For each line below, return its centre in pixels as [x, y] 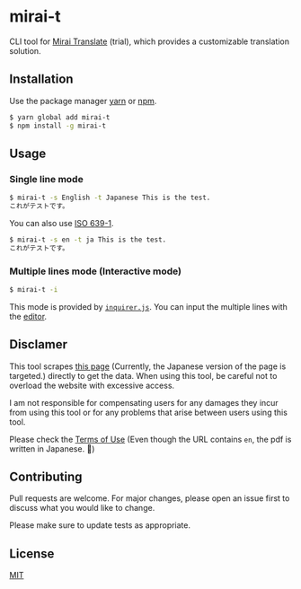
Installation [41, 79]
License [32, 554]
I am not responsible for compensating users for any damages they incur [144, 402]
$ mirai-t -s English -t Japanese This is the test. [110, 198]
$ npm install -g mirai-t [58, 126]
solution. [26, 50]
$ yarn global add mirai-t [60, 117]
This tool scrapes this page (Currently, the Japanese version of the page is [148, 366]
